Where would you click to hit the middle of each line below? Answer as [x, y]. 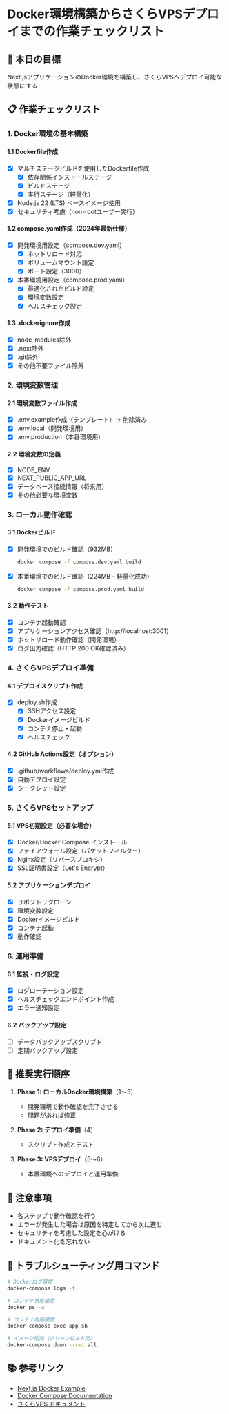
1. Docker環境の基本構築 [48, 134]
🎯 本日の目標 [34, 59]
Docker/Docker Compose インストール [72, 842]
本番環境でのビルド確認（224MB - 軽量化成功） [85, 576]
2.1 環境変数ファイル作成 [42, 403]
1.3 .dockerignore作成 [39, 323]
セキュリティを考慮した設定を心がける [71, 1233]
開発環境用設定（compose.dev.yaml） [71, 245]
